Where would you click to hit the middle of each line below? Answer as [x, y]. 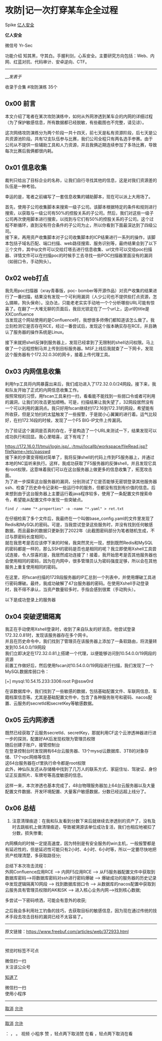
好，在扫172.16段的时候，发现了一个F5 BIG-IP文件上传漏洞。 [65, 420]
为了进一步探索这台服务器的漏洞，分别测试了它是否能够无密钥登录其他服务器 [81, 481]
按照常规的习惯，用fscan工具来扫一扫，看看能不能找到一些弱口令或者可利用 [80, 396]
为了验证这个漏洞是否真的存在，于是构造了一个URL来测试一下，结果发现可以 [81, 431]
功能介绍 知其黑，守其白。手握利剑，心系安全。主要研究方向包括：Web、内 [80, 56]
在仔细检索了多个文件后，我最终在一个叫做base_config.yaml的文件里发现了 [80, 519]
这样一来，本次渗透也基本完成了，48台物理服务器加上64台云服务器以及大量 [80, 785]
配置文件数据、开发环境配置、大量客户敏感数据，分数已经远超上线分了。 [77, 791]
